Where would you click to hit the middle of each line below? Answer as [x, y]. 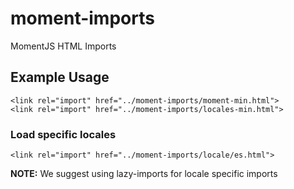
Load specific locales [63, 134]
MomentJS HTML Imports [63, 46]
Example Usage [60, 77]
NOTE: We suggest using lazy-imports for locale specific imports [144, 174]
